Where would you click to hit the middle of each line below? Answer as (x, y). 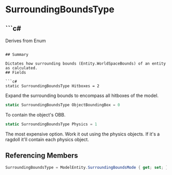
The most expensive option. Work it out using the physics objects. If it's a (83, 134)
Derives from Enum (26, 41)
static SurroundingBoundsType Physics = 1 (51, 124)
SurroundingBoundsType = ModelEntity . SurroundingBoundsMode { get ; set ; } (87, 167)
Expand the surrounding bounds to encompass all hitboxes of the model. (82, 95)
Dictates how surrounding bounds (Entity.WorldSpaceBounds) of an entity (86, 64)
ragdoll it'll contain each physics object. (47, 139)
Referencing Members (42, 156)
